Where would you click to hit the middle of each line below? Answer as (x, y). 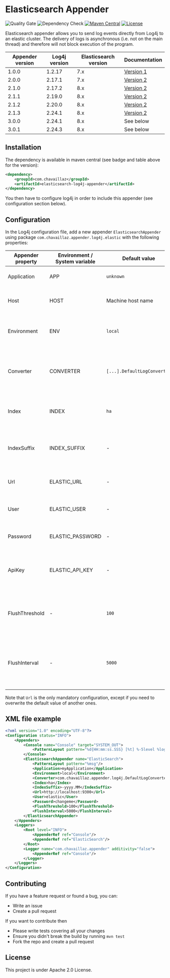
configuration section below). (36, 204)
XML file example (33, 719)
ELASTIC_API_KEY (71, 570)
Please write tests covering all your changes (59, 931)
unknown (115, 277)
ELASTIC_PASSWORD (75, 536)
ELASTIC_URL (66, 482)
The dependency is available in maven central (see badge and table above (83, 160)
